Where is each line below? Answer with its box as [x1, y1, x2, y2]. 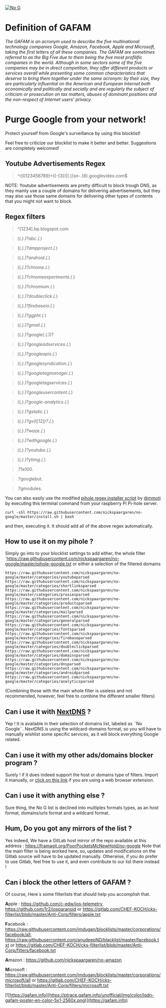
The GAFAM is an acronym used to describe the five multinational [5, 38, 140, 44]
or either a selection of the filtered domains [72, 561, 161, 567]
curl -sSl [5, 510, 26, 515]
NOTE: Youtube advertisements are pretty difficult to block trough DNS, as [5, 182, 157, 188]
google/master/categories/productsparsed [5, 601, 92, 606]
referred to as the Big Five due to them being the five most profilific [5, 54, 143, 60]
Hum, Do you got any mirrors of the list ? [5, 824, 132, 833]
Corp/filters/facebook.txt [5, 947, 56, 953]
